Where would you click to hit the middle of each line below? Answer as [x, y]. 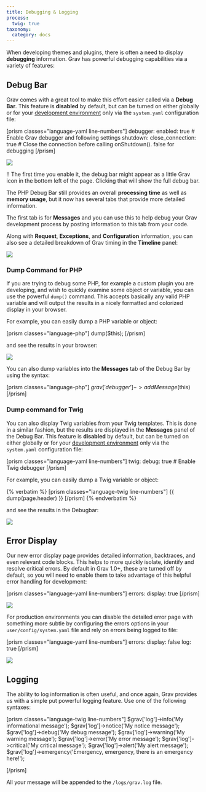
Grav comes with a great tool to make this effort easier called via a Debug [100, 100]
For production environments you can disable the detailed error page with [100, 617]
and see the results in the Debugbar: [53, 510]
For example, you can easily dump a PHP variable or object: [82, 322]
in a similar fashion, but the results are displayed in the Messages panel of [101, 430]
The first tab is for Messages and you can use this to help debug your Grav [102, 217]
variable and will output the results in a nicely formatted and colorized [95, 303]
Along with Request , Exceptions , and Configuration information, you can [100, 236]
